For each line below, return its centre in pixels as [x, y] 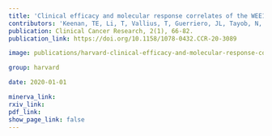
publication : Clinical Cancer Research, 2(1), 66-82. [101, 31]
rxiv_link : [27, 104]
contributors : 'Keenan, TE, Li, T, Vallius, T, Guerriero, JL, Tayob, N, [136, 23]
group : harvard [34, 68]
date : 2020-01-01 [38, 83]
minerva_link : [32, 97]
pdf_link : [25, 112]
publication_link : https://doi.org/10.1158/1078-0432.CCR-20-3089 [123, 38]
